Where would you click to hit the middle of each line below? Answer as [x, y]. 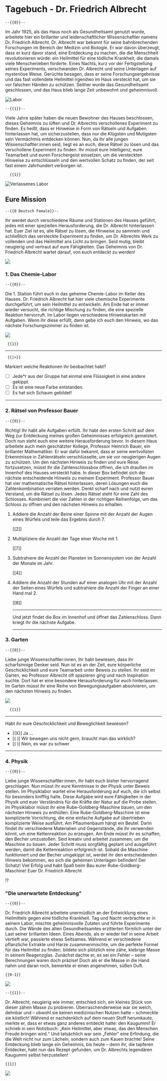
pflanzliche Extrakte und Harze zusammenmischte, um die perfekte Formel [82, 945]
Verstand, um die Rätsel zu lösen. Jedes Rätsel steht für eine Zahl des [77, 493]
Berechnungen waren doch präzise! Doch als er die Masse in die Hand [77, 961]
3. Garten [17, 640]
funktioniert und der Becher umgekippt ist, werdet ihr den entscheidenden [81, 855]
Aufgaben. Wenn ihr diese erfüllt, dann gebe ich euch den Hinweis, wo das [82, 320]
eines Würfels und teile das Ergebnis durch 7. [59, 519]
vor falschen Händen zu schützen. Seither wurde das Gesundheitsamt [77, 84]
